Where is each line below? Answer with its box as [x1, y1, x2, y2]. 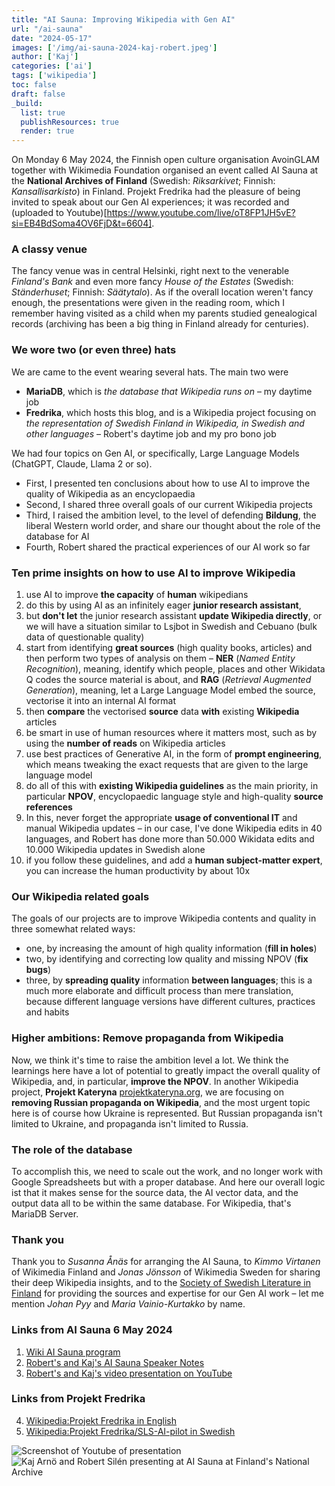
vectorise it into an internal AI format [25, 695, 177, 707]
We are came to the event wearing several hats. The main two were [11, 366, 289, 378]
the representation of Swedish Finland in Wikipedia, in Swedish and [25, 417, 305, 429]
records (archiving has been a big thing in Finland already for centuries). [11, 318, 309, 330]
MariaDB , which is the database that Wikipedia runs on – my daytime [25, 385, 313, 397]
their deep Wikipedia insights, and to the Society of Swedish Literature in [11, 1277, 312, 1289]
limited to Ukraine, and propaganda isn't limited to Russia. [11, 1117, 249, 1130]
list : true [20, 107, 66, 118]
